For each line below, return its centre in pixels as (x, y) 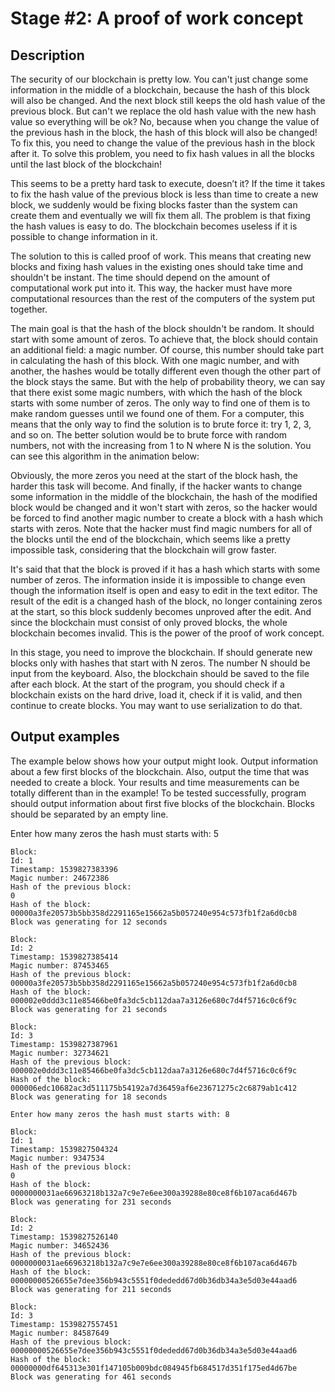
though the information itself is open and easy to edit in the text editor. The (164, 590)
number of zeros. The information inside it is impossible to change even (158, 580)
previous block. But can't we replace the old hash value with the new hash (163, 111)
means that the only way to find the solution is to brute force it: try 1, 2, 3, (161, 424)
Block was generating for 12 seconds (89, 922)
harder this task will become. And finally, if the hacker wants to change (156, 486)
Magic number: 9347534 (57, 1158)
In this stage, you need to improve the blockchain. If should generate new (161, 652)
